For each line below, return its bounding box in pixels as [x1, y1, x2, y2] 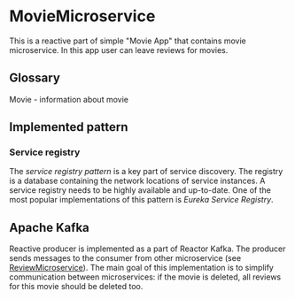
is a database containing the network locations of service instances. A [9, 175, 266, 187]
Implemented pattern [9, 119, 128, 134]
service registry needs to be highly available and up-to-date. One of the [9, 185, 272, 195]
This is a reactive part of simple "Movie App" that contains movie [9, 35, 246, 46]
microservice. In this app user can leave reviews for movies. [9, 44, 229, 55]
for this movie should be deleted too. [9, 281, 144, 292]
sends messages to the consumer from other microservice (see [9, 253, 242, 264]
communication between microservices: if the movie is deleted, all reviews [9, 272, 282, 282]
